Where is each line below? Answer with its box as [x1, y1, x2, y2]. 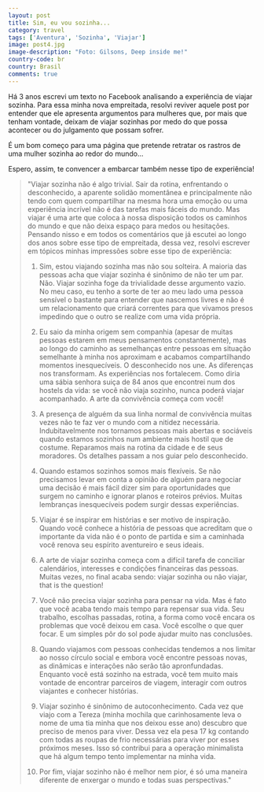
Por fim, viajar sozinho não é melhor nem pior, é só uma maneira [38, 767, 247, 776]
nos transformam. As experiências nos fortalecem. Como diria [38, 368, 240, 378]
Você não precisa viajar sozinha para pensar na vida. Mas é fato [38, 595, 247, 605]
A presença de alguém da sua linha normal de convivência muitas [38, 409, 252, 418]
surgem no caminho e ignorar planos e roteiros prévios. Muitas [38, 491, 243, 501]
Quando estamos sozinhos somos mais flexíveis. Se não [38, 466, 222, 476]
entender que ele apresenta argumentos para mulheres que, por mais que [8, 108, 247, 118]
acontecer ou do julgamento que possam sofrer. [8, 125, 164, 135]
